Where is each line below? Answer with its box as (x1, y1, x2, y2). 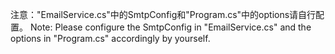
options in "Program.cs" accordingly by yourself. (10, 33, 211, 44)
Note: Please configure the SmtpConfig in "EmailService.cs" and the (29, 21, 312, 33)
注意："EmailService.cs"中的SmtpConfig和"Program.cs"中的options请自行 (10, 9, 317, 20)
